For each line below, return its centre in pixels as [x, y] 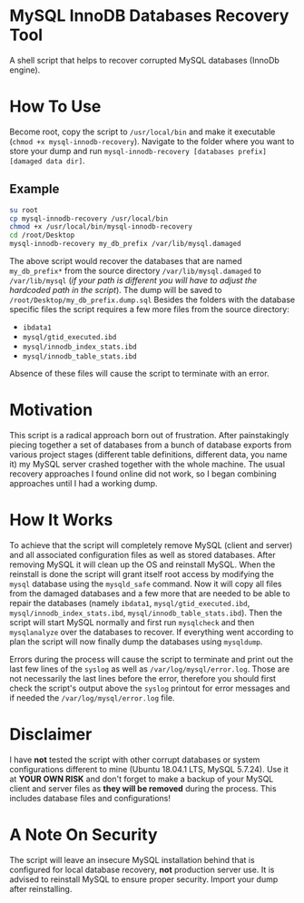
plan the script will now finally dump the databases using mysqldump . [136, 642]
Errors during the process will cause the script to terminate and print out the [151, 659]
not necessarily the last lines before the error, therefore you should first [143, 678]
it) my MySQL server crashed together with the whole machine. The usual [147, 464]
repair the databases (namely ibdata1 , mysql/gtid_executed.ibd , [130, 603]
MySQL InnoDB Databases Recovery [149, 16]
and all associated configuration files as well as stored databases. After [142, 555]
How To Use [55, 107]
